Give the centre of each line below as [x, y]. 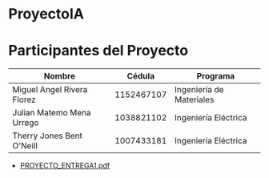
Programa [216, 76]
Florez [24, 99]
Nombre [60, 76]
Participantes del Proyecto [98, 51]
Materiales [195, 99]
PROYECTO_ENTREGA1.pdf [65, 166]
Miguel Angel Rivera [50, 90]
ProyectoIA [46, 14]
